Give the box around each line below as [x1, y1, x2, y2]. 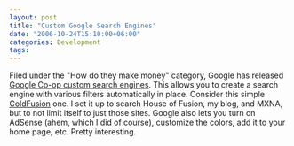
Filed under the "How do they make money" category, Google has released [9, 70, 284, 81]
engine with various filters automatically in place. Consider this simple [9, 89, 265, 100]
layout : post [9, 12, 58, 22]
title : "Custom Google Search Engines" [9, 21, 157, 30]
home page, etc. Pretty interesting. [9, 127, 136, 137]
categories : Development [9, 37, 101, 47]
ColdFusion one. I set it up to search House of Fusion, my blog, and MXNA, [9, 98, 283, 109]
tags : [9, 46, 29, 55]
